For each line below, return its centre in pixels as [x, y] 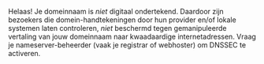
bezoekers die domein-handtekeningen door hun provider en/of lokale [122, 20]
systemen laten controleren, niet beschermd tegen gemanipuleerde [117, 28]
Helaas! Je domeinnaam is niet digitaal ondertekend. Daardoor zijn [116, 11]
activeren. [24, 53]
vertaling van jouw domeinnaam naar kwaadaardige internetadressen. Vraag [132, 36]
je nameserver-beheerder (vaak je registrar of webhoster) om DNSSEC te [127, 45]
